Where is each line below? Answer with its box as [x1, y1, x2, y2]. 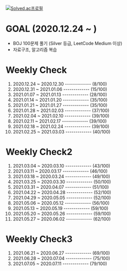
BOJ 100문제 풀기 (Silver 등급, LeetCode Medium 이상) [12, 40, 123, 46]
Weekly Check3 [5, 233, 73, 244]
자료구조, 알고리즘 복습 [12, 46, 57, 52]
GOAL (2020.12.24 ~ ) [5, 23, 97, 34]
